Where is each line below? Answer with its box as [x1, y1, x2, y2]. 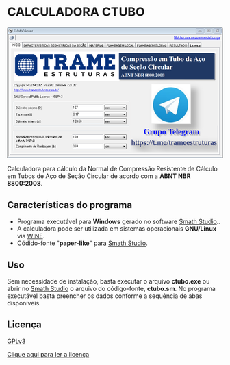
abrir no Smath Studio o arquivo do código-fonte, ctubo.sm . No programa [7, 284, 216, 292]
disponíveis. [7, 299, 41, 307]
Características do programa [7, 199, 132, 211]
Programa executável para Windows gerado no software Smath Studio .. [16, 217, 220, 226]
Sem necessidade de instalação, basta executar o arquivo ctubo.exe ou [7, 277, 210, 285]
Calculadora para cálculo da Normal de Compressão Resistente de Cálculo [7, 165, 218, 173]
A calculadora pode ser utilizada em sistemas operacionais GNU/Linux [16, 225, 217, 233]
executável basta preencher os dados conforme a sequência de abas [7, 292, 203, 300]
